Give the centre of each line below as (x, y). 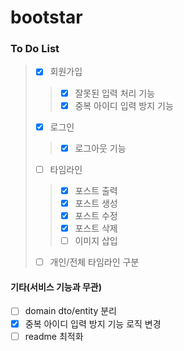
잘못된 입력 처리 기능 (115, 93)
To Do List (35, 49)
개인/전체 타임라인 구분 (94, 262)
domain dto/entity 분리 (70, 311)
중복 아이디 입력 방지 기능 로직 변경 (93, 323)
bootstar (46, 17)
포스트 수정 (96, 215)
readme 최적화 (54, 336)
